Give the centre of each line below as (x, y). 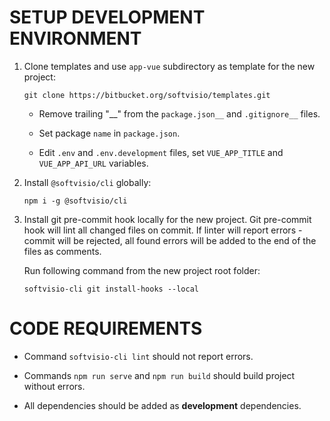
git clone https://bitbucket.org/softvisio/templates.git (147, 95)
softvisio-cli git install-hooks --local (111, 289)
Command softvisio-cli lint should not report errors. (138, 356)
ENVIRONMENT (75, 38)
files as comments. (62, 251)
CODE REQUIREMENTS (106, 328)
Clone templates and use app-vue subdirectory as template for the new (169, 66)
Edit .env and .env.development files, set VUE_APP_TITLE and (161, 152)
